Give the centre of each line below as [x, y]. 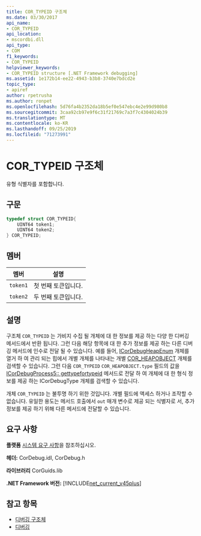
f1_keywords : [22, 56]
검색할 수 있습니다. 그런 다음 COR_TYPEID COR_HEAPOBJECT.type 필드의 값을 [93, 366]
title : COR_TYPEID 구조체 [37, 12]
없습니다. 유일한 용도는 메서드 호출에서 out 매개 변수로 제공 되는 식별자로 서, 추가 [100, 401]
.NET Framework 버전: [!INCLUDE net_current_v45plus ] [74, 483]
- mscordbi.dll [25, 40]
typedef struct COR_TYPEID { [41, 219]
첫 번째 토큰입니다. [58, 286]
